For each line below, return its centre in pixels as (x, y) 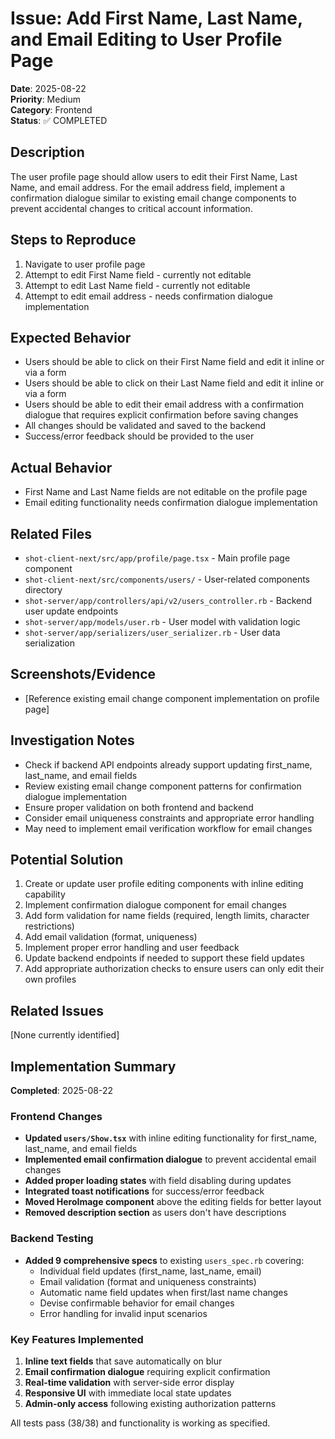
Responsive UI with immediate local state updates (128, 1393)
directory (43, 590)
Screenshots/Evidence (83, 674)
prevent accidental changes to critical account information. (131, 208)
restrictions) (49, 926)
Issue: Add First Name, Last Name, (156, 18)
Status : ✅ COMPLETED (59, 120)
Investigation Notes (72, 740)
